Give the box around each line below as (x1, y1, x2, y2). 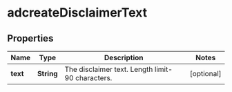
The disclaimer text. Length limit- (64, 64, 173, 74)
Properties (7, 33, 54, 44)
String (37, 69, 58, 78)
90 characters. (64, 73, 113, 82)
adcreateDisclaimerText (7, 5, 147, 21)
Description (104, 53, 144, 62)
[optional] (189, 69, 222, 78)
